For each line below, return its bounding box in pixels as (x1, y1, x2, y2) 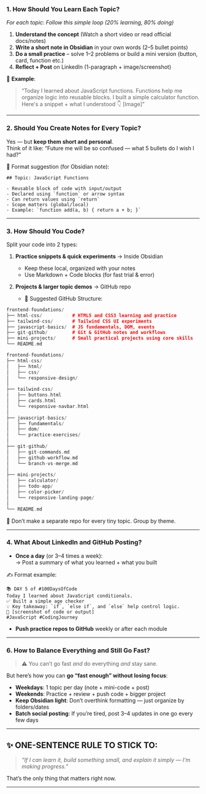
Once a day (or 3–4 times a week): (15, 552, 103, 560)
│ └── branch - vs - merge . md (6, 460, 78, 466)
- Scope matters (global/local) (6, 201, 89, 207)
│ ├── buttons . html (6, 392, 62, 398)
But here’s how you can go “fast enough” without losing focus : (6, 672, 168, 679)
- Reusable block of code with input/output (6, 185, 122, 191)
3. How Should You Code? (6, 226, 85, 235)
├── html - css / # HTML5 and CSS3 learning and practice (6, 312, 177, 318)
